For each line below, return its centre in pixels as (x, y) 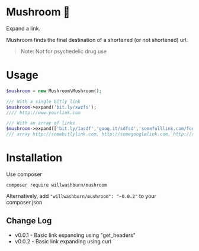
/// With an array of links (41, 123)
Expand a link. (23, 28)
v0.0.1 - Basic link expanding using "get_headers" (75, 235)
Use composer (24, 174)
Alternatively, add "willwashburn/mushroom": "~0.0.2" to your (81, 196)
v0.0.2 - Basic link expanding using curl (63, 241)
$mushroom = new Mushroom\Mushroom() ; (54, 91)
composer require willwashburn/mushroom (57, 185)
